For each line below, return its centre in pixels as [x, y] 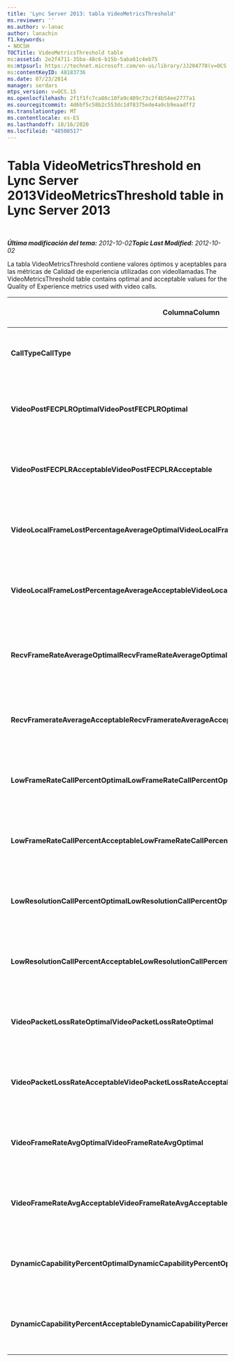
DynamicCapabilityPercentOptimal [70, 1263]
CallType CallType [41, 353]
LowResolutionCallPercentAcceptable [75, 961]
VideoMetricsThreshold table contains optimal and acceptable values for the [117, 279]
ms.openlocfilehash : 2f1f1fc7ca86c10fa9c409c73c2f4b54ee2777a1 [101, 99]
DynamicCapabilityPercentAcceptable [76, 1324]
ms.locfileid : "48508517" [45, 131]
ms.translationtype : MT [42, 111]
